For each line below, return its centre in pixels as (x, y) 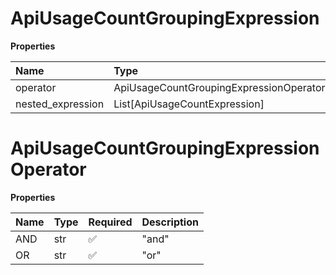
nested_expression (60, 104)
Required (110, 222)
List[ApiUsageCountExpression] (189, 104)
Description (170, 222)
